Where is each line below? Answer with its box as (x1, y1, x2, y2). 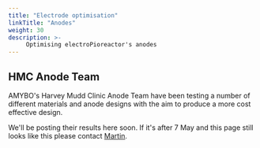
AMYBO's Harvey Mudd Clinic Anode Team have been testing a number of (8, 91, 251, 100)
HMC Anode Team (8, 70, 100, 83)
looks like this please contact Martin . (8, 131, 128, 140)
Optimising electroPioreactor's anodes (25, 41, 157, 49)
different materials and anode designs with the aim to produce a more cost (8, 99, 251, 109)
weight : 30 (8, 26, 44, 34)
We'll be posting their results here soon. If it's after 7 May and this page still (8, 123, 254, 132)
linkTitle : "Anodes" (8, 19, 77, 27)
